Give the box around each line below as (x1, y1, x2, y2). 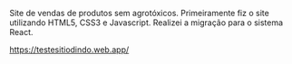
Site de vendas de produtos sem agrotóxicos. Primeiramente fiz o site (9, 8, 269, 18)
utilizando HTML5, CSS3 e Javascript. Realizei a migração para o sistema (9, 17, 284, 28)
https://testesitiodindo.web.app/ (9, 44, 130, 55)
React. (9, 27, 34, 37)
